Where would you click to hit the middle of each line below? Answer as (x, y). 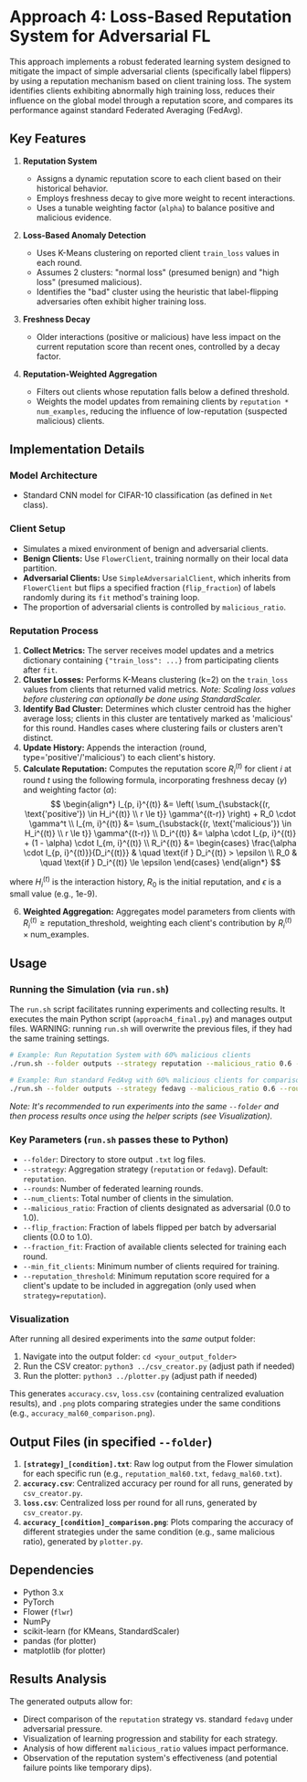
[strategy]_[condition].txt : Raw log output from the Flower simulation (158, 1463)
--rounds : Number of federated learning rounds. (113, 1188)
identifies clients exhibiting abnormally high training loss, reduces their (143, 90)
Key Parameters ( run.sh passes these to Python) (119, 1140)
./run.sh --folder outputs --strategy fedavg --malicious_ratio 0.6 (143, 1088)
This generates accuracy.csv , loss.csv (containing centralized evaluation (147, 1394)
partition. (40, 567)
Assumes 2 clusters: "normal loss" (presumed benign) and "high (158, 272)
